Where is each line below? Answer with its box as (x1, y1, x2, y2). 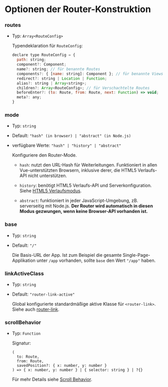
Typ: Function (12, 330, 41, 337)
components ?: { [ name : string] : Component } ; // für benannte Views (17, 71, 163, 76)
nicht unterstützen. (28, 173, 67, 179)
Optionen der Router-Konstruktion (5, 4, 151, 15)
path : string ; (17, 57, 46, 63)
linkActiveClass (5, 270, 44, 277)
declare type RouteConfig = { (12, 52, 76, 58)
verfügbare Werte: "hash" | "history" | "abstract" (12, 142, 122, 148)
